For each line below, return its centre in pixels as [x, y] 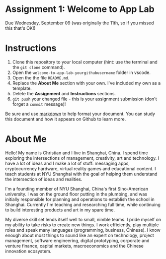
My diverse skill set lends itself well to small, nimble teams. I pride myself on [83, 219]
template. [22, 88]
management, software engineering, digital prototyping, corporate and [77, 240]
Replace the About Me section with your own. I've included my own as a [86, 83]
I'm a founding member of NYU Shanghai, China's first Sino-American [77, 189]
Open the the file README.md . [41, 77]
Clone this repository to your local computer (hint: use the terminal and [85, 62]
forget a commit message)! [39, 104]
